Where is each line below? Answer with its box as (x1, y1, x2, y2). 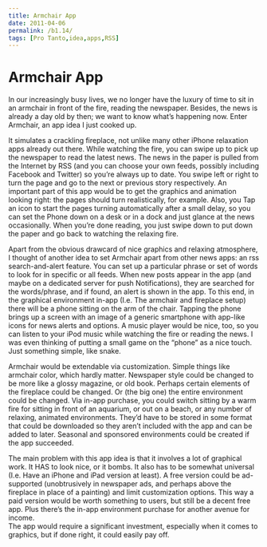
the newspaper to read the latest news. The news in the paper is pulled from (8, 153, 259, 162)
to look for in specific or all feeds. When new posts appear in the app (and (8, 270, 252, 279)
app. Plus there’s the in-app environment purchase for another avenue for (8, 505, 250, 514)
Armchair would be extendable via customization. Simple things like (8, 362, 230, 371)
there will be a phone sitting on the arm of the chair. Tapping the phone (8, 304, 241, 314)
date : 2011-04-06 (8, 19, 66, 27)
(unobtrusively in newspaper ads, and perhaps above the (43, 479, 232, 489)
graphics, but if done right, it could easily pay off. (8, 530, 170, 540)
